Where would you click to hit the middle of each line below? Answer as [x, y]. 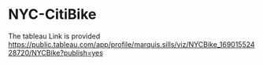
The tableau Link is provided [54, 36]
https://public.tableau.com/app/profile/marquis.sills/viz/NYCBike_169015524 [131, 44]
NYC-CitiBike [52, 14]
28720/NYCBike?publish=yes [56, 52]
